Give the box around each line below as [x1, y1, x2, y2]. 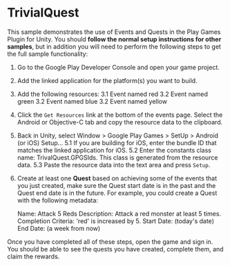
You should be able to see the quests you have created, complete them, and [7, 245, 224, 253]
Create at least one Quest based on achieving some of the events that [17, 174, 218, 182]
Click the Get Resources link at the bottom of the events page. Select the [17, 111, 223, 119]
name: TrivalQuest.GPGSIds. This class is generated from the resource [17, 153, 218, 162]
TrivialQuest [7, 5, 79, 21]
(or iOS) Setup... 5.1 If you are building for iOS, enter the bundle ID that [17, 138, 217, 146]
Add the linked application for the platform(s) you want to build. [17, 76, 198, 84]
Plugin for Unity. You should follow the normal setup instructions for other [7, 35, 222, 43]
